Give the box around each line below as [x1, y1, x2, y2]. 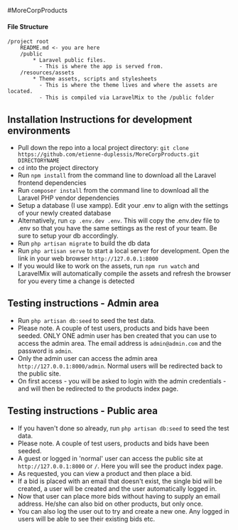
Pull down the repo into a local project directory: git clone [17, 144, 190, 152]
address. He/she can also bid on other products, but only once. [17, 499, 203, 508]
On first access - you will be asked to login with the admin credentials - [17, 376, 227, 385]
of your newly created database [17, 209, 112, 218]
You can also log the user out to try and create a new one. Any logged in [17, 507, 229, 515]
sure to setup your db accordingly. [17, 231, 119, 240]
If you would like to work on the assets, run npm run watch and [17, 262, 200, 270]
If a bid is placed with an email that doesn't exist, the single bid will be [17, 477, 222, 485]
